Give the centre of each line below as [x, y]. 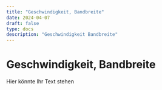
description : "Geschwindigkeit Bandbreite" [62, 35]
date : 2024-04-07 [28, 18]
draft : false [23, 23]
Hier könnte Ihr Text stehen [40, 81]
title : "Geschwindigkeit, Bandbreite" [55, 12]
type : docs [20, 29]
